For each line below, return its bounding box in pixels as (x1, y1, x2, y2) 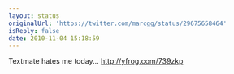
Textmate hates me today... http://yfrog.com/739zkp (8, 56, 184, 66)
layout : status (8, 11, 60, 20)
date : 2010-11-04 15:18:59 (8, 34, 100, 43)
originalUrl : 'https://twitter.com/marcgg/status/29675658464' (8, 19, 227, 27)
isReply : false (8, 27, 60, 35)
